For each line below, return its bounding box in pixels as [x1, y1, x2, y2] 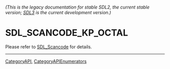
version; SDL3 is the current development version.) [5, 9, 111, 15]
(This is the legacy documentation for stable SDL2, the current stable [5, 4, 150, 10]
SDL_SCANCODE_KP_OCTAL [5, 27, 128, 38]
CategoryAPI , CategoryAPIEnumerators [5, 58, 87, 64]
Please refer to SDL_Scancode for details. [5, 43, 92, 50]
